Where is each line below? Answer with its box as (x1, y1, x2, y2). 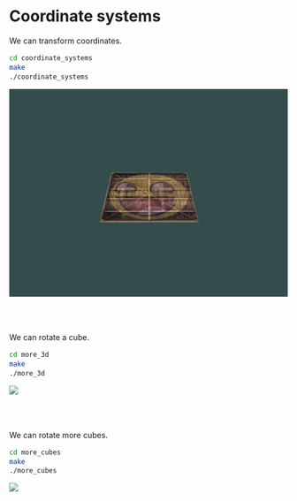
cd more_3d (9, 351, 49, 360)
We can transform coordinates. (9, 35, 122, 46)
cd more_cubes (9, 448, 62, 457)
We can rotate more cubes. (9, 429, 109, 440)
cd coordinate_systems (9, 53, 93, 63)
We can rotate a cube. (9, 332, 90, 343)
